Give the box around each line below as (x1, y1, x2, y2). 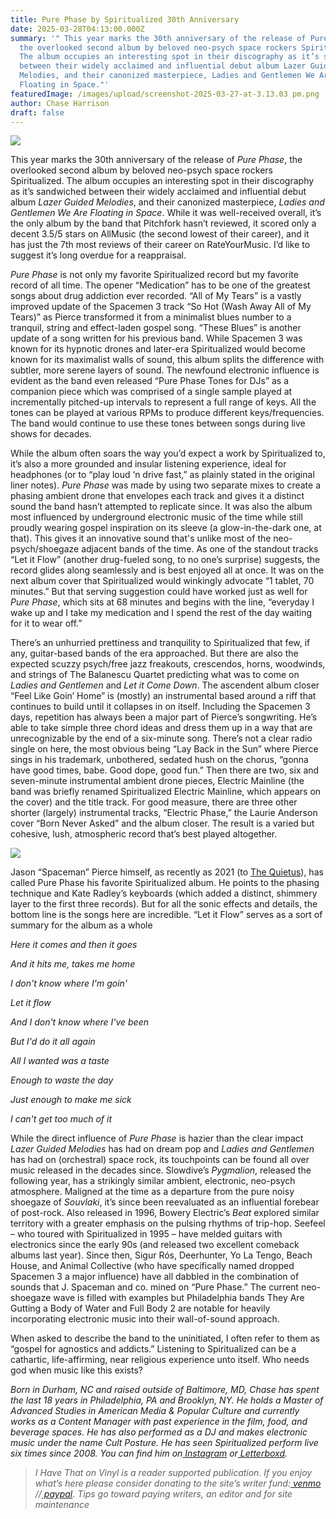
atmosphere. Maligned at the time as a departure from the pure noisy (10, 1186, 295, 1198)
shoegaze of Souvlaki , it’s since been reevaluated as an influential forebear (10, 1196, 320, 1208)
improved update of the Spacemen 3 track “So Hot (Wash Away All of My (10, 301, 312, 313)
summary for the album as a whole (10, 919, 153, 931)
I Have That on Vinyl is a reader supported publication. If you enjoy (34, 1467, 313, 1479)
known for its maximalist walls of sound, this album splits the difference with (10, 354, 325, 366)
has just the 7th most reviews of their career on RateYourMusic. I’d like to (10, 239, 311, 251)
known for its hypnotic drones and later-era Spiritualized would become (10, 343, 306, 355)
